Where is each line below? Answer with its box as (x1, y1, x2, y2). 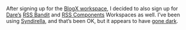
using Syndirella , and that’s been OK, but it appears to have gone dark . (6, 18, 179, 24)
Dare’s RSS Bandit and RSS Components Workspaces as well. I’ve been (6, 11, 181, 18)
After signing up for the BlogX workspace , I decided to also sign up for (6, 5, 178, 12)
